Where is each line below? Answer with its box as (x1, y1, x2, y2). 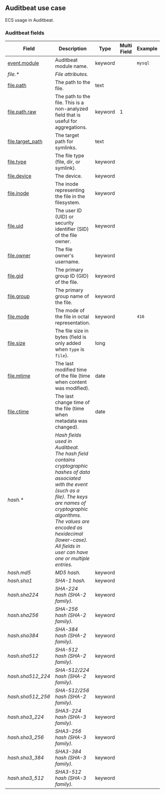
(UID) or (55, 213, 74, 220)
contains (55, 456, 75, 463)
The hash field (55, 450, 88, 457)
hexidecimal (55, 530, 83, 537)
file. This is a (55, 99, 84, 106)
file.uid (7, 223, 24, 229)
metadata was (55, 417, 88, 424)
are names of (55, 499, 86, 506)
